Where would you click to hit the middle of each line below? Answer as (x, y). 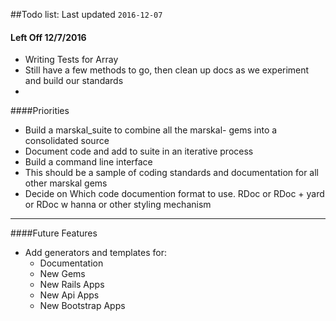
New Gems (62, 274)
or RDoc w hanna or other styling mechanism (118, 205)
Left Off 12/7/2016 (48, 37)
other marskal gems (66, 183)
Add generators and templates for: (96, 253)
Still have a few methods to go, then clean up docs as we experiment (167, 70)
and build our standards (74, 81)
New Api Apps (69, 295)
